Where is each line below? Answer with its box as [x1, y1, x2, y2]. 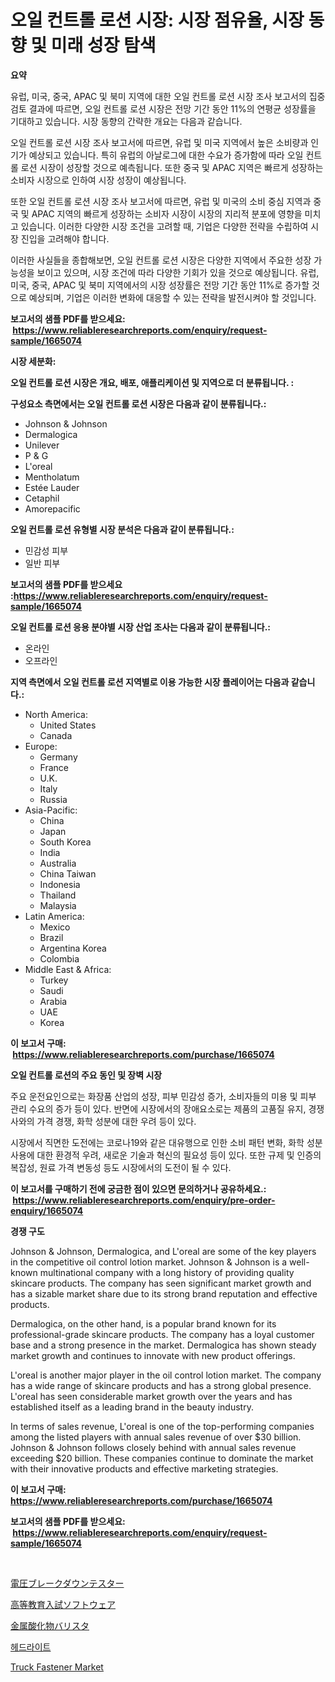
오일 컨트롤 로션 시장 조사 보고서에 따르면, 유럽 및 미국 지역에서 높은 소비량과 [10, 136, 309, 148]
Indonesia [39, 878, 81, 890]
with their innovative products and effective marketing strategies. [10, 1462, 279, 1475]
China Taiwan [39, 867, 97, 880]
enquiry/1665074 [10, 1204, 84, 1216]
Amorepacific [24, 502, 81, 515]
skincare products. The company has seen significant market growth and [10, 1277, 312, 1289]
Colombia [39, 952, 80, 965]
